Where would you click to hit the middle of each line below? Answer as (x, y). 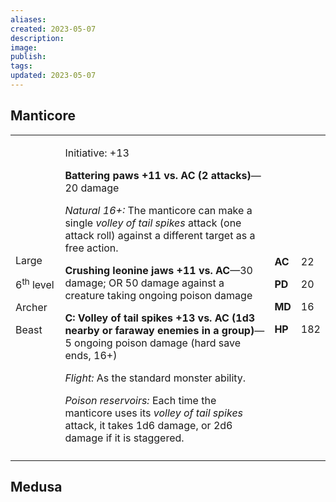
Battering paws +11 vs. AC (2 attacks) (158, 175)
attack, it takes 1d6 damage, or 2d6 (148, 425)
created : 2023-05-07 (53, 29)
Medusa (36, 487)
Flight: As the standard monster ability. (155, 378)
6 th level (35, 284)
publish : (28, 57)
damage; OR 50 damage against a (144, 283)
